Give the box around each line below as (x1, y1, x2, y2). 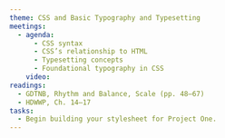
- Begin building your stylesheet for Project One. (17, 114, 218, 123)
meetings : (9, 22, 47, 31)
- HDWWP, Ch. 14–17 (17, 97, 92, 107)
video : (25, 73, 51, 82)
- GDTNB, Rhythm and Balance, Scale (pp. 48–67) (17, 89, 205, 98)
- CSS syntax (33, 38, 83, 48)
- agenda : (17, 30, 54, 39)
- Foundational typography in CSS (33, 64, 165, 74)
